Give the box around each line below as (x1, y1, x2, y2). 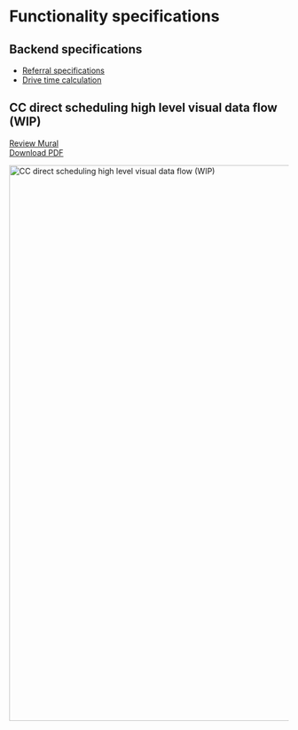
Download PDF (9, 147, 64, 157)
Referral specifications (21, 65, 105, 76)
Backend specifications (9, 42, 143, 57)
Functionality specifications (9, 6, 220, 27)
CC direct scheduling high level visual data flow (9, 100, 278, 116)
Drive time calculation (21, 75, 102, 85)
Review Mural (9, 138, 59, 148)
